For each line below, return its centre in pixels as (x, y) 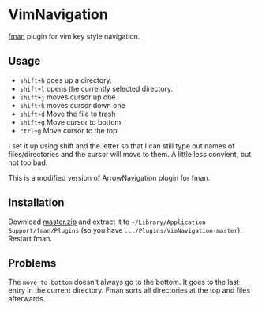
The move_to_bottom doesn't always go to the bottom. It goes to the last (123, 282)
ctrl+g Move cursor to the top (68, 130)
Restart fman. (30, 238)
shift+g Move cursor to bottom (70, 122)
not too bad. (28, 162)
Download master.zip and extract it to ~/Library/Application (107, 222)
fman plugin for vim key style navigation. (74, 36)
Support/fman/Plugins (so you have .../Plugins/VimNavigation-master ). (125, 230)
